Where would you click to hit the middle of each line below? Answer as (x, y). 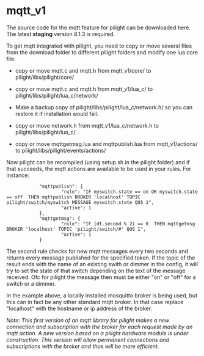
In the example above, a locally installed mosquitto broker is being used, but (102, 295)
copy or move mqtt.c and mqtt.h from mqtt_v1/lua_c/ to (84, 89)
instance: (18, 175)
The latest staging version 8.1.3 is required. (60, 34)
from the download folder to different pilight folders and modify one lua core (102, 52)
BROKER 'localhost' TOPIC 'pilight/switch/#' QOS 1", (76, 229)
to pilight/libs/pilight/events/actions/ (60, 150)
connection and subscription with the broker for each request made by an (100, 327)
